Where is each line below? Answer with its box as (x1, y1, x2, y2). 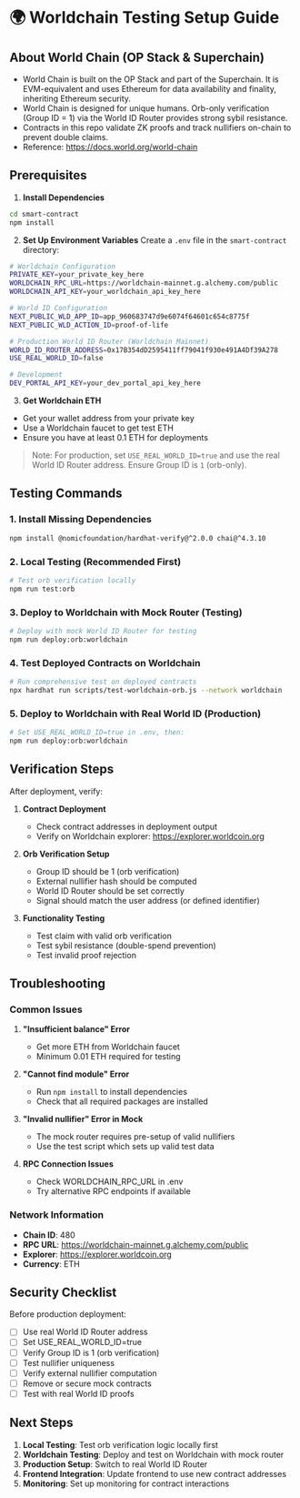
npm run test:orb (9, 584, 75, 593)
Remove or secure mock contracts (22, 1378, 152, 1389)
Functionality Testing (22, 912, 105, 924)
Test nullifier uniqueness (22, 1357, 115, 1368)
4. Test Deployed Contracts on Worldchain (9, 656, 201, 669)
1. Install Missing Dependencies (9, 513, 152, 526)
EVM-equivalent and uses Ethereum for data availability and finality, (22, 84, 277, 94)
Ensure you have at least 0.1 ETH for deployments (22, 432, 209, 443)
